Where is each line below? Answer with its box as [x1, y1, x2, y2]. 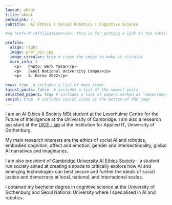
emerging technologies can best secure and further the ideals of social [5, 168, 155, 174]
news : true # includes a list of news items [5, 83, 104, 88]
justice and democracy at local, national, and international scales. [5, 174, 143, 180]
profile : [5, 40, 24, 45]
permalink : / [5, 17, 33, 22]
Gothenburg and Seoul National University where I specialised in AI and [5, 189, 156, 195]
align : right [10, 45, 38, 50]
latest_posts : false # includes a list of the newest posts [5, 87, 139, 92]
